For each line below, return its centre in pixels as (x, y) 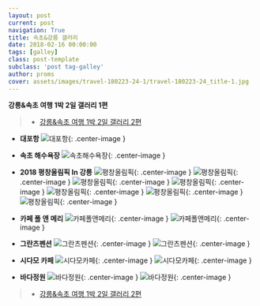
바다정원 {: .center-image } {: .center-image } (125, 277)
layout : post (30, 15)
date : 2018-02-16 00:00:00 (53, 45)
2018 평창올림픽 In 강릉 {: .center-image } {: (129, 172)
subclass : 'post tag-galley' (56, 67)
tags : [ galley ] (33, 52)
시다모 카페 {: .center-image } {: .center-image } (136, 260)
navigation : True (37, 30)
